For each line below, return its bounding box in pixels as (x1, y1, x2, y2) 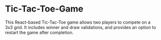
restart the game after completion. (5, 29, 74, 35)
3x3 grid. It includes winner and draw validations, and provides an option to (5, 24, 157, 30)
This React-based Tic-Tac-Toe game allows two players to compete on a (5, 19, 151, 25)
